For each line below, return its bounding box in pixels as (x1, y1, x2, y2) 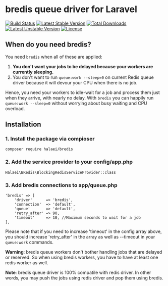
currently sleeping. (12, 69, 54, 75)
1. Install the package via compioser (5, 135, 95, 142)
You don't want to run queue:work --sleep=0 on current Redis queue (12, 74, 154, 80)
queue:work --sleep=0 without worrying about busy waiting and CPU (5, 100, 148, 106)
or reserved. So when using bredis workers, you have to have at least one (5, 254, 158, 261)
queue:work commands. (5, 239, 54, 246)
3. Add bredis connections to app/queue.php (5, 181, 118, 188)
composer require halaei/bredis (5, 147, 73, 152)
